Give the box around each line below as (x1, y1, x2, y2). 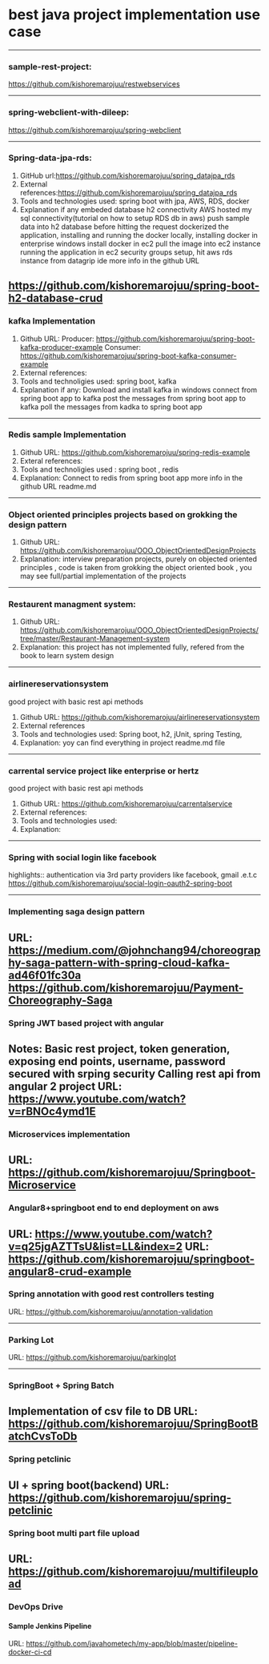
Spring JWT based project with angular (8, 1017, 164, 1028)
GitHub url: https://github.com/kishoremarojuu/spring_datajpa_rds (19, 171, 235, 180)
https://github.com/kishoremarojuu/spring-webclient (8, 125, 182, 135)
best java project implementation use (8, 6, 261, 24)
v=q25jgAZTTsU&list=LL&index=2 (8, 1240, 183, 1253)
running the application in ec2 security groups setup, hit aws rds (19, 247, 233, 257)
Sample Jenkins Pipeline (8, 1621, 92, 1630)
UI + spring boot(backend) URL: (8, 1478, 170, 1492)
